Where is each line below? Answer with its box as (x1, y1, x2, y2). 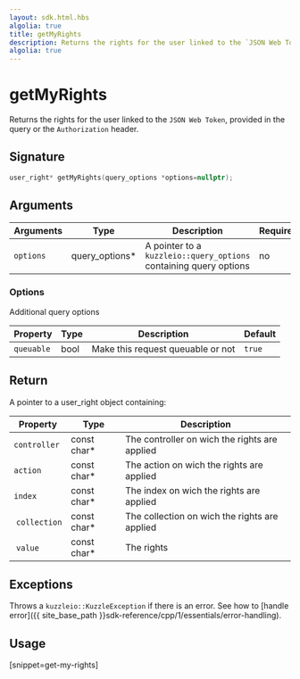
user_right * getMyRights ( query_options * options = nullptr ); (9, 173, 234, 182)
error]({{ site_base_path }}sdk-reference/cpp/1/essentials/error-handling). (9, 610, 282, 621)
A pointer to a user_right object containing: (9, 396, 167, 407)
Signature (9, 149, 65, 165)
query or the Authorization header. (9, 124, 139, 135)
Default (244, 327, 277, 340)
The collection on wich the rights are (124, 509, 279, 522)
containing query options (145, 260, 250, 272)
